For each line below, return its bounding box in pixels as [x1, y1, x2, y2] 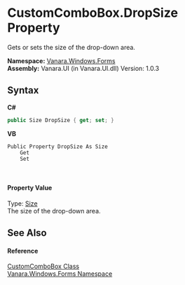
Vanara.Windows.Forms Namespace [7, 270, 113, 278]
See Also [7, 227, 47, 239]
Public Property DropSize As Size [7, 142, 109, 150]
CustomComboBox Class [7, 262, 79, 271]
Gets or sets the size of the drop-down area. [7, 43, 135, 51]
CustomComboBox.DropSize [7, 5, 179, 21]
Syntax [7, 84, 39, 96]
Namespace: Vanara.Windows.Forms [7, 56, 116, 65]
